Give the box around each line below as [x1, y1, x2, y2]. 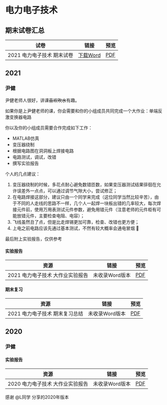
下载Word [78, 52, 101, 58]
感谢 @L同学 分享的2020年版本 [5, 394, 69, 400]
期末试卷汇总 [5, 26, 45, 34]
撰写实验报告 [12, 160, 39, 166]
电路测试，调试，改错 [12, 154, 56, 160]
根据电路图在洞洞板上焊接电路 [12, 148, 74, 154]
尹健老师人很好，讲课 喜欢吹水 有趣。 [5, 97, 80, 103]
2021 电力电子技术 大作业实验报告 [7, 272, 89, 279]
